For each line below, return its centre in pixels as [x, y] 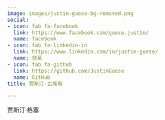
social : [18, 20]
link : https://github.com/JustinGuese [69, 71]
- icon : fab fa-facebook [43, 26]
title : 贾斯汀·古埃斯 [35, 84]
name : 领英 [28, 58]
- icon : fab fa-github [40, 64]
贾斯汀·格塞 [23, 110]
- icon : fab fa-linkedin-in [47, 45]
